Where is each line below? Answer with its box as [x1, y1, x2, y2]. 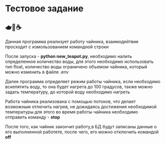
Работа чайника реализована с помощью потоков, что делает [5, 99, 136, 104]
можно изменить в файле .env [5, 69, 69, 75]
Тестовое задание [5, 3, 84, 14]
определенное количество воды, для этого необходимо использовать [5, 58, 154, 64]
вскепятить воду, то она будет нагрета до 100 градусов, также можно [5, 84, 153, 89]
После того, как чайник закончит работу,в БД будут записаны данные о [5, 124, 157, 129]
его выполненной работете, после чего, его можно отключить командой [5, 129, 159, 135]
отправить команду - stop [5, 114, 60, 120]
